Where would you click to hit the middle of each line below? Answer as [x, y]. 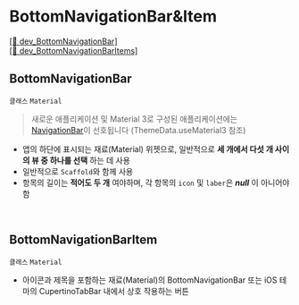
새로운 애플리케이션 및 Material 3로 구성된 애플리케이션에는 [134, 119]
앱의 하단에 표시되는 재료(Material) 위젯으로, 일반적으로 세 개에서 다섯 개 [148, 148]
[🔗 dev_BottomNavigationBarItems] [74, 50]
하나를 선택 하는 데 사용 [90, 160]
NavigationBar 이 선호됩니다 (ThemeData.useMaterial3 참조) [138, 130]
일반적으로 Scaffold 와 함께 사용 [78, 171]
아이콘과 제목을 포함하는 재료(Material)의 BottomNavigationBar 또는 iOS [150, 280]
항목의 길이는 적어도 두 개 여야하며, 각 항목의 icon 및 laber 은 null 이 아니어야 [156, 182]
